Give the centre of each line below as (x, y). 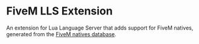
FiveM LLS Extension (59, 11)
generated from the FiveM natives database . (61, 34)
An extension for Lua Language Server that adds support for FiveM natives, (100, 28)
